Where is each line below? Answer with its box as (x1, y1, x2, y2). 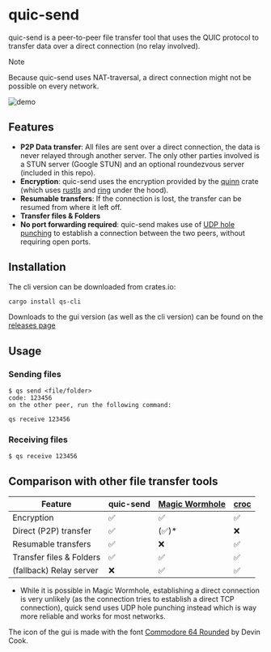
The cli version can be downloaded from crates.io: (8, 281, 176, 291)
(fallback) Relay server (12, 565, 99, 577)
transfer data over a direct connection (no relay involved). (8, 41, 201, 50)
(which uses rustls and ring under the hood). (19, 185, 169, 195)
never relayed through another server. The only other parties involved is (19, 150, 260, 160)
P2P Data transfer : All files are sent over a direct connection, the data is (19, 142, 260, 152)
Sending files (8, 368, 62, 380)
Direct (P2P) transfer (12, 525, 91, 537)
